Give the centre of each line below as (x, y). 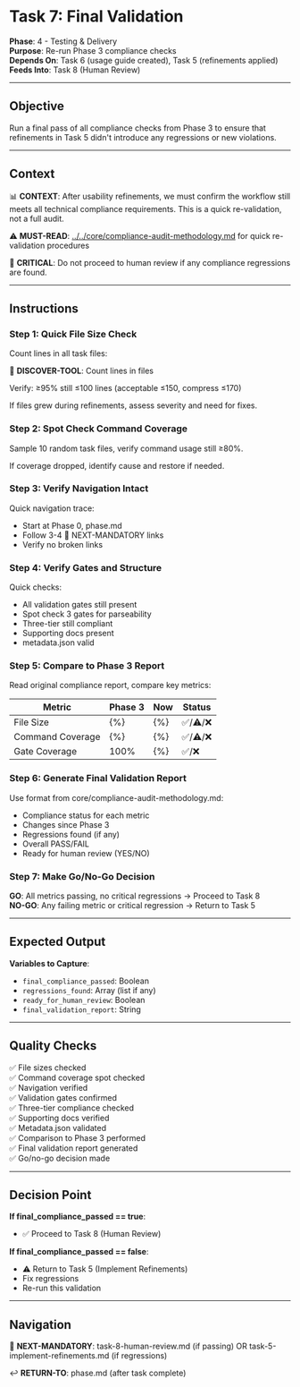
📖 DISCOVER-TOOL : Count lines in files (82, 371)
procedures (68, 245)
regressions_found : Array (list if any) (89, 990)
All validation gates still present (79, 605)
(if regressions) (139, 1356)
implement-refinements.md (59, 1356)
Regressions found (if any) (71, 834)
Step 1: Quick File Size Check (73, 334)
